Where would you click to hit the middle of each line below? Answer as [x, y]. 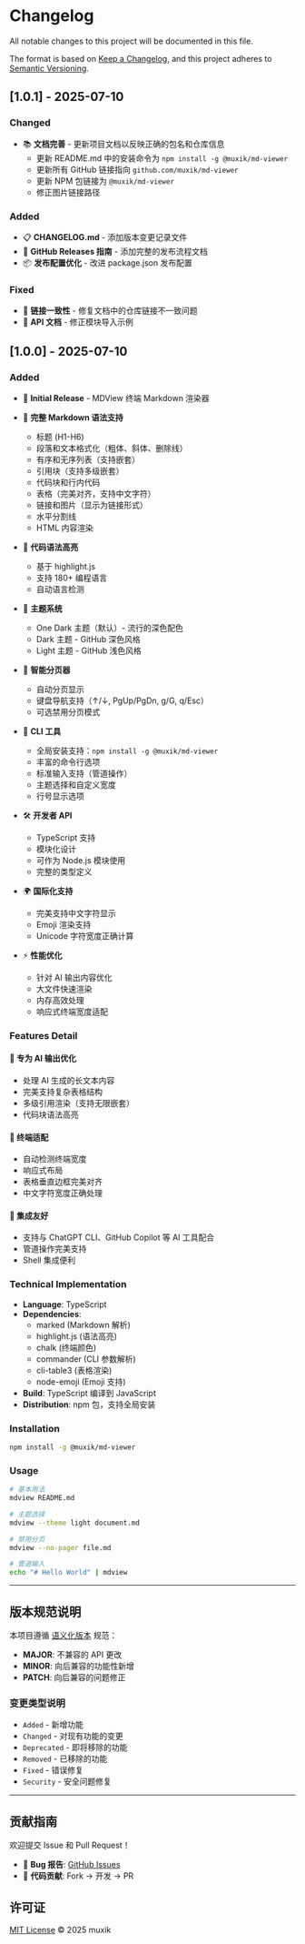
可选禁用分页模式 [68, 711]
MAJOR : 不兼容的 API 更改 [72, 1655]
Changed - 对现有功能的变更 [73, 1736]
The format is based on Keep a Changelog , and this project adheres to [141, 58]
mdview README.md [42, 1498]
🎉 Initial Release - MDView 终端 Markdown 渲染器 [116, 398]
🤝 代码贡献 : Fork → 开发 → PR [78, 1876]
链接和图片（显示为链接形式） [92, 505]
